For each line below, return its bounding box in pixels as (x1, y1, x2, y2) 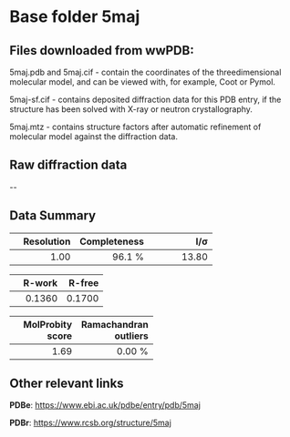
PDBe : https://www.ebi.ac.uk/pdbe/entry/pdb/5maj (9, 400, 201, 411)
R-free (67, 276, 99, 289)
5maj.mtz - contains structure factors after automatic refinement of (9, 121, 262, 132)
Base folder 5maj (9, 6, 140, 27)
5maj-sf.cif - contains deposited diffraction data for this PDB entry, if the (9, 94, 282, 105)
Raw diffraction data (9, 158, 128, 173)
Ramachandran (80, 318, 149, 330)
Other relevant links (9, 376, 125, 391)
